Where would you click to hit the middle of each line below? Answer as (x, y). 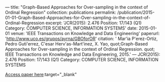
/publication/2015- (136, 12)
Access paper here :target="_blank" (41, 74)
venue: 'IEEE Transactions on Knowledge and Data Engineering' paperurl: (85, 33)
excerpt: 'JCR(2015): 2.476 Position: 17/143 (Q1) (94, 23)
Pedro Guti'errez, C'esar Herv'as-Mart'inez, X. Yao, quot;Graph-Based (77, 44)
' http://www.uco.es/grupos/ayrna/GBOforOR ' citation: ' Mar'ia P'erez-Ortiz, (82, 39)
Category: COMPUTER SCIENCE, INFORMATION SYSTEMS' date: (71, 28)
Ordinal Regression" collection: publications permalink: (61, 12)
